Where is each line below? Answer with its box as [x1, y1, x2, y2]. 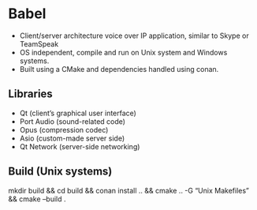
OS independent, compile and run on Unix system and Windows [19, 47, 228, 57]
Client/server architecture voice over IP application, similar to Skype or [19, 31, 250, 40]
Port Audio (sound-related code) [19, 116, 126, 126]
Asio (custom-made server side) [19, 133, 125, 143]
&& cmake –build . [8, 194, 66, 204]
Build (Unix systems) [8, 165, 113, 178]
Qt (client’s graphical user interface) [19, 108, 136, 118]
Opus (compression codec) [19, 125, 109, 134]
